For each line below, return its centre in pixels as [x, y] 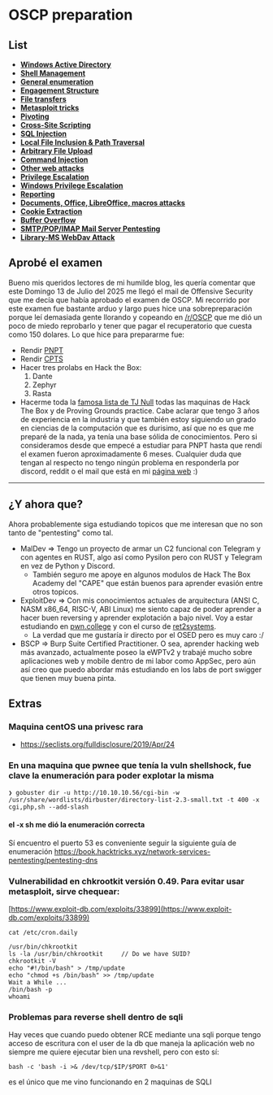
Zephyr [44, 385]
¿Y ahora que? [46, 505]
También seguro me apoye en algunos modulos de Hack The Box [141, 574]
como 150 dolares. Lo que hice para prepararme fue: [97, 334]
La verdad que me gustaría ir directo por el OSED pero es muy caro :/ [148, 635]
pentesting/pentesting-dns [53, 860]
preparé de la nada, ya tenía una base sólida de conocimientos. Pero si [139, 436]
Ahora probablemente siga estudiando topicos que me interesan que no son [136, 524]
